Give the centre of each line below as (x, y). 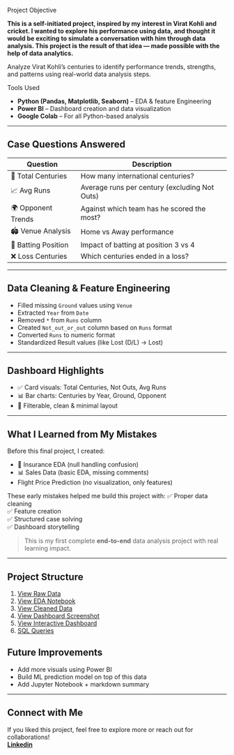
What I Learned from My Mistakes (82, 434)
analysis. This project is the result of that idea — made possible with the (114, 46)
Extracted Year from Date (53, 313)
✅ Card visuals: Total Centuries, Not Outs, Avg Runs (92, 387)
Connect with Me (45, 713)
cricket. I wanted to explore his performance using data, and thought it (111, 31)
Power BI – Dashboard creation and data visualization (94, 109)
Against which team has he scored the (143, 209)
